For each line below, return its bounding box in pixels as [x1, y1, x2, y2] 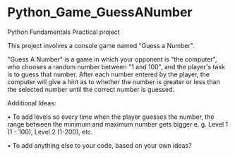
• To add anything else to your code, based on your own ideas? [7, 141, 192, 149]
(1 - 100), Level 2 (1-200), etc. [7, 127, 93, 136]
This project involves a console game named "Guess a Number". [7, 41, 195, 50]
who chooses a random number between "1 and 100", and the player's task [7, 62, 226, 71]
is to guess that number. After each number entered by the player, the [7, 70, 210, 78]
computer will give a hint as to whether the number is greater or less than [7, 77, 220, 86]
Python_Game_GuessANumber [7, 4, 193, 21]
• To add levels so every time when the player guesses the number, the [7, 112, 215, 121]
